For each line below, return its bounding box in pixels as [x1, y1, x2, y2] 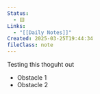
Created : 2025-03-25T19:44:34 [7, 35, 94, 42]
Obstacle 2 [16, 81, 48, 89]
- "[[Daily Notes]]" [13, 29, 72, 36]
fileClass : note [7, 42, 53, 48]
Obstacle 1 [16, 74, 47, 82]
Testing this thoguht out [7, 61, 75, 68]
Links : [7, 22, 26, 29]
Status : [7, 10, 29, 17]
